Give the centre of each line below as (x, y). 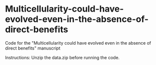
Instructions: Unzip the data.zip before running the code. (62, 57)
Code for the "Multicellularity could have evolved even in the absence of (78, 43)
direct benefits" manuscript (33, 48)
